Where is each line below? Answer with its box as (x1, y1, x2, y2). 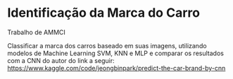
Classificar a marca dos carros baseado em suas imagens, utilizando (7, 41, 207, 50)
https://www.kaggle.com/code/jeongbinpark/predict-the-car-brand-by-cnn (7, 64, 226, 72)
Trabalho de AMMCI (7, 28, 65, 36)
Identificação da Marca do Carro (7, 5, 201, 21)
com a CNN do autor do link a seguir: (7, 56, 115, 64)
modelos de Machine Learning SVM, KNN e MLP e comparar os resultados (7, 49, 224, 57)
